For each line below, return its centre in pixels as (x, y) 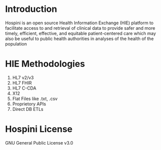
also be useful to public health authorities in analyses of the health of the (80, 39)
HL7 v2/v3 (23, 77)
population (16, 44)
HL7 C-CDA (24, 88)
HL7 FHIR (22, 83)
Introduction (31, 9)
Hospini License (39, 129)
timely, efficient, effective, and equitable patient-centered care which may (80, 33)
